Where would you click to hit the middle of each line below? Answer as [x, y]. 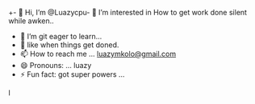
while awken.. [31, 21]
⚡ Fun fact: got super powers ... [72, 74]
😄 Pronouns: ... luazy [56, 65]
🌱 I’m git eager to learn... [61, 36]
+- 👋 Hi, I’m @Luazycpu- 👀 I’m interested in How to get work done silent [128, 12]
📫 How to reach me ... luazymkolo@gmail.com [98, 54]
